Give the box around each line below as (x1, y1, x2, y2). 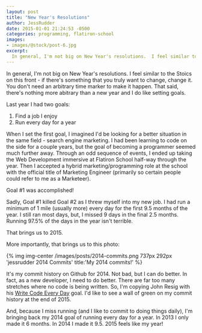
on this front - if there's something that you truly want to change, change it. (6, 76, 193, 83)
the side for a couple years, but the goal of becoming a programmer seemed (6, 143, 196, 150)
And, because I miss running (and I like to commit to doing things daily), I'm (6, 307, 193, 314)
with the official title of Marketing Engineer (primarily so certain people (6, 169, 182, 176)
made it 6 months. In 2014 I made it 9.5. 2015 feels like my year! (6, 320, 164, 327)
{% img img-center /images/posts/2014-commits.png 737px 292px (6, 252, 173, 259)
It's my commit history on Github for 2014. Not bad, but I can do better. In (6, 270, 188, 277)
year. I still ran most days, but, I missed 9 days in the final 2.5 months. (6, 211, 179, 218)
